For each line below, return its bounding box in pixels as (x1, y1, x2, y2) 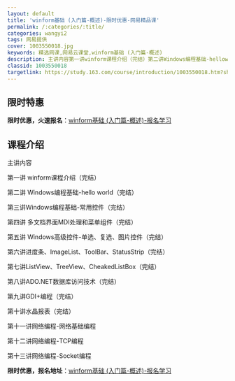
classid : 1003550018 (7, 62, 68, 69)
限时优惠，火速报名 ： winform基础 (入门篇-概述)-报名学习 (7, 116, 172, 124)
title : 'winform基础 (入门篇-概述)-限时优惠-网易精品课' (7, 17, 159, 24)
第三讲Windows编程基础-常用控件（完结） (7, 203, 129, 212)
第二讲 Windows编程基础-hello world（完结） (7, 188, 138, 196)
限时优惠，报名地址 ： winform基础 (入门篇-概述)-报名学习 (7, 366, 172, 375)
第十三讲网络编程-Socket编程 (7, 352, 92, 360)
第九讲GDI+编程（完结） (7, 292, 78, 301)
